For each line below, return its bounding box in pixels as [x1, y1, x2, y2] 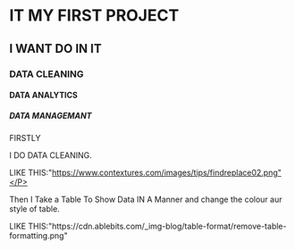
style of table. [9, 204, 60, 214]
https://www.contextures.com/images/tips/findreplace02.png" [52, 167, 282, 179]
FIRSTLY [9, 133, 41, 144]
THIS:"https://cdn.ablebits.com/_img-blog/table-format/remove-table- [28, 221, 287, 232]
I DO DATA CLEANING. [9, 150, 92, 161]
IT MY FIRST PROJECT [9, 5, 180, 26]
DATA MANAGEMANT [9, 110, 92, 121]
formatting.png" [9, 230, 69, 241]
